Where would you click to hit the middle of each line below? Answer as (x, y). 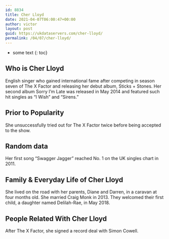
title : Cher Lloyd (25, 15)
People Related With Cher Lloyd (56, 218)
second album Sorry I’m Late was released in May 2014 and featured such (83, 91)
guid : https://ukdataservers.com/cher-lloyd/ (54, 33)
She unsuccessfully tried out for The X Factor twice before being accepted (83, 125)
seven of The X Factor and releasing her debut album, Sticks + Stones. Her (83, 86)
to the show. (18, 130)
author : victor (21, 24)
